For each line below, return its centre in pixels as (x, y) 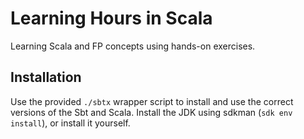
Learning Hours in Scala (111, 18)
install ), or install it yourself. (70, 123)
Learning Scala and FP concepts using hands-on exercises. (133, 46)
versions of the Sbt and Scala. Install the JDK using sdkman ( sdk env (151, 112)
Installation (46, 77)
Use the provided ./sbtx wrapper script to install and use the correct (152, 101)
